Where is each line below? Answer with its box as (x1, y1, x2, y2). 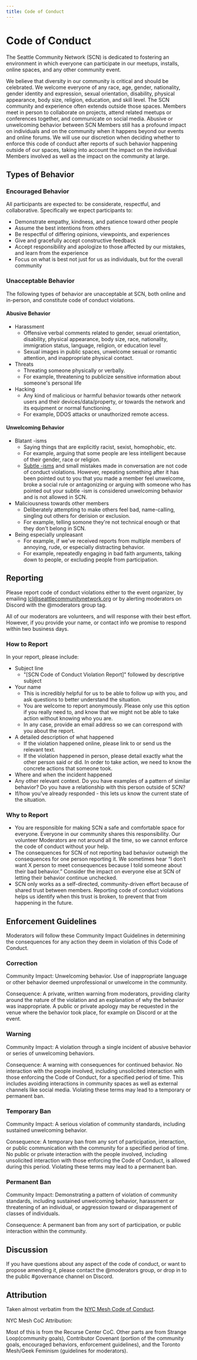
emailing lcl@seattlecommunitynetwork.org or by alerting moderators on (6, 595, 182, 602)
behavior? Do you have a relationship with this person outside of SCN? (14, 784, 186, 791)
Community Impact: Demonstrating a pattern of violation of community (6, 1191, 178, 1199)
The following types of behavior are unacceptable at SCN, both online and (6, 290, 186, 297)
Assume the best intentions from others (14, 224, 111, 231)
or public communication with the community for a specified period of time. (6, 1144, 189, 1151)
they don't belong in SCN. (23, 525, 86, 532)
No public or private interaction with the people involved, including (6, 1151, 168, 1158)
